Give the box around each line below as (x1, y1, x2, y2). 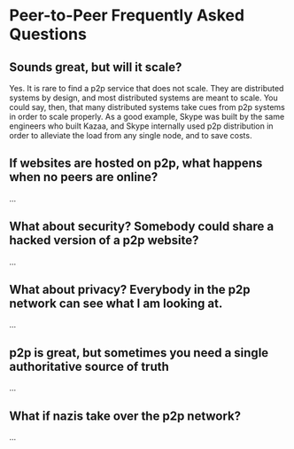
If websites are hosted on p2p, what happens (9, 156, 263, 171)
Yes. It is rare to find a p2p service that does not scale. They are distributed (9, 83, 284, 93)
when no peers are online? (9, 169, 159, 185)
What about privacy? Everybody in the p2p (9, 282, 251, 297)
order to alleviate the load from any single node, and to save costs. (9, 130, 252, 140)
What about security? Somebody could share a (9, 219, 275, 234)
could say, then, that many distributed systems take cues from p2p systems (9, 102, 285, 112)
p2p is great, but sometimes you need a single (9, 345, 269, 360)
